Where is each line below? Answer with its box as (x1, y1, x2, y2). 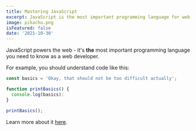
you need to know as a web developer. (6, 53, 100, 60)
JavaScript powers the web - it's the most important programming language (6, 46, 191, 53)
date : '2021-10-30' (6, 31, 54, 36)
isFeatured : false (6, 25, 51, 31)
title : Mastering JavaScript (6, 8, 77, 15)
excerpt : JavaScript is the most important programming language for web (6, 14, 191, 20)
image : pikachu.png (6, 19, 54, 25)
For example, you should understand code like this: (6, 64, 130, 71)
